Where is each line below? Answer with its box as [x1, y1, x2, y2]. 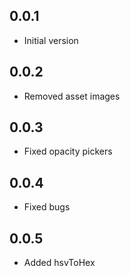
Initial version [23, 34, 79, 46]
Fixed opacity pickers [23, 145, 113, 158]
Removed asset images [23, 90, 121, 102]
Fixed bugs [23, 201, 71, 213]
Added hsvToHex [23, 257, 96, 269]
